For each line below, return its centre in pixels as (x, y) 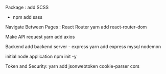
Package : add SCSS (27, 7)
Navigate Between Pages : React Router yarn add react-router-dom (76, 27)
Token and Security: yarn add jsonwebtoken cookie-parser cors (73, 66)
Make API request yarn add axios (40, 37)
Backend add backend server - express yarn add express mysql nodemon (83, 47)
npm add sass (27, 17)
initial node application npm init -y (41, 56)
